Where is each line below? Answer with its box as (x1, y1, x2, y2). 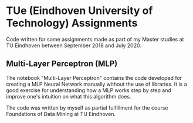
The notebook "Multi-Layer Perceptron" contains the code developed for (6, 74, 182, 81)
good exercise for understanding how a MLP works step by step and (6, 86, 171, 94)
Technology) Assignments (6, 16, 138, 30)
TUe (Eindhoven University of (6, 4, 153, 17)
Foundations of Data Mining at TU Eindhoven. (6, 110, 116, 117)
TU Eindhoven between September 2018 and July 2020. (6, 42, 142, 49)
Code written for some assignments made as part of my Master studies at (6, 36, 184, 43)
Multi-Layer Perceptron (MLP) (6, 59, 118, 69)
